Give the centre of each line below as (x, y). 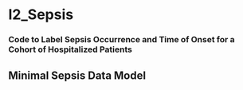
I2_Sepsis (41, 15)
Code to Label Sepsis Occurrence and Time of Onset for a (121, 40)
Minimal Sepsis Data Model (77, 75)
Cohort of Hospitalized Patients (71, 49)
